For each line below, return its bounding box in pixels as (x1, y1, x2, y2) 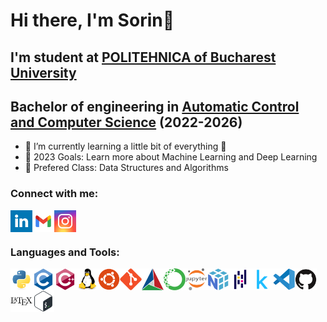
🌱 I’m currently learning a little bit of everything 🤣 (24, 140, 227, 153)
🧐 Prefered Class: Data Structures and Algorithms (24, 162, 229, 174)
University (10, 64, 77, 81)
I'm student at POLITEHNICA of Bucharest (10, 49, 277, 66)
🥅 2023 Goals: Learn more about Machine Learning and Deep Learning (24, 151, 318, 163)
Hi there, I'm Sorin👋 (10, 9, 175, 32)
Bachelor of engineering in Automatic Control (10, 98, 300, 115)
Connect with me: (10, 187, 99, 201)
